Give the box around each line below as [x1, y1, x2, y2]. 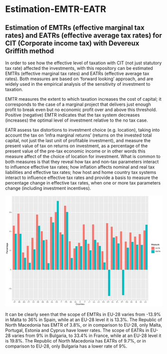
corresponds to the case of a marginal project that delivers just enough [5, 101, 151, 107]
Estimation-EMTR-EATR [5, 3, 106, 15]
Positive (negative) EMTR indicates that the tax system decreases [5, 112, 140, 118]
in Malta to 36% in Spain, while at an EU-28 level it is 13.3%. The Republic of [5, 317, 162, 323]
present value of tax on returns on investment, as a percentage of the [5, 143, 148, 149]
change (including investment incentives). [5, 185, 91, 191]
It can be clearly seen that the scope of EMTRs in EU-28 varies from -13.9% [5, 311, 161, 317]
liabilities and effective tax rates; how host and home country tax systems [5, 170, 157, 175]
